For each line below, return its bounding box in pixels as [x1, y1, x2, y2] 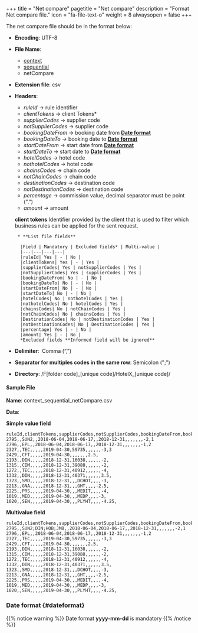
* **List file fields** [17, 233, 76, 239]
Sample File [6, 384, 35, 391]
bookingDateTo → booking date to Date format [23, 135, 138, 142]
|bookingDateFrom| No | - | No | [20, 275, 103, 281]
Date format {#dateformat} [6, 601, 85, 609]
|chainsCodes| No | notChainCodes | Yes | [20, 306, 126, 312]
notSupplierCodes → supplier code [23, 123, 109, 129]
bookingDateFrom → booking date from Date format [23, 129, 151, 136]
